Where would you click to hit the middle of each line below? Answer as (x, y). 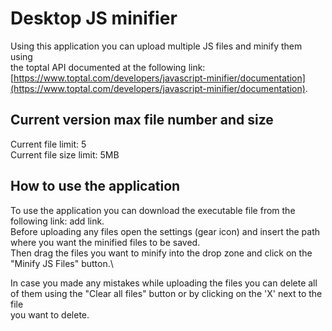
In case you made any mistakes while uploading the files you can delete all (164, 283)
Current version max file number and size (142, 120)
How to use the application (95, 186)
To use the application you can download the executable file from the (153, 210)
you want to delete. (50, 314)
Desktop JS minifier (94, 18)
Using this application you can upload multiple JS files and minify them (156, 46)
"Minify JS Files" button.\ (62, 263)
